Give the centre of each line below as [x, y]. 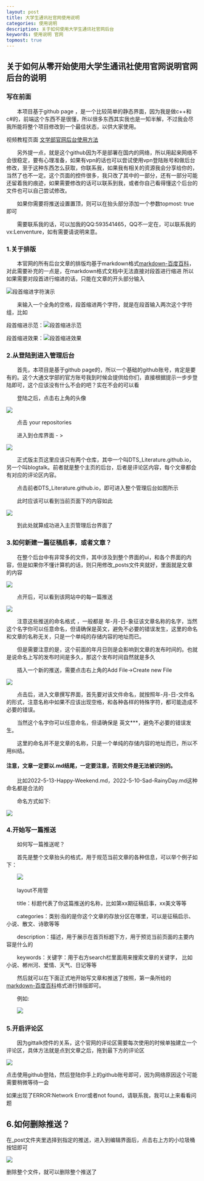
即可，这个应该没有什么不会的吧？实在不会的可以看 [75, 385]
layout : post [23, 12]
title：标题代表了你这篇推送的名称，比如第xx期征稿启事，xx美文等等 [102, 904]
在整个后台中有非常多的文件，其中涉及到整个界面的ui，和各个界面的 [102, 557]
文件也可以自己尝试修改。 [38, 190]
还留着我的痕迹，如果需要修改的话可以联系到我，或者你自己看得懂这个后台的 [102, 183]
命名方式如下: [34, 801]
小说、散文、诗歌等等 [33, 924]
